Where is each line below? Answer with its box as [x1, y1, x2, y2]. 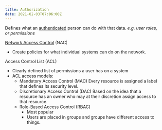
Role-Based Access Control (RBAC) [19, 104, 91, 110]
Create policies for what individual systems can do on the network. [12, 49, 146, 55]
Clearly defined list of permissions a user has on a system [12, 67, 129, 73]
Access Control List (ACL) [5, 58, 57, 64]
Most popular [26, 109, 54, 114]
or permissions [5, 30, 35, 36]
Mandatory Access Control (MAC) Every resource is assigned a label [19, 78, 157, 84]
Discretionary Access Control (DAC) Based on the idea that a [19, 88, 142, 94]
